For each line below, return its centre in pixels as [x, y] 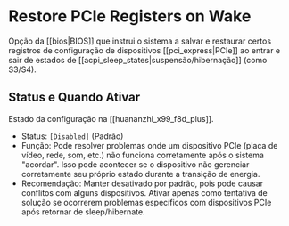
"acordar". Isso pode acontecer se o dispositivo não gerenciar [135, 164]
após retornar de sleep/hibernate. [83, 212]
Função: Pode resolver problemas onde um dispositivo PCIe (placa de [149, 145]
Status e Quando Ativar [74, 97]
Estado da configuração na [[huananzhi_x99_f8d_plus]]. [111, 118]
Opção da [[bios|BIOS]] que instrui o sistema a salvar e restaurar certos [140, 41]
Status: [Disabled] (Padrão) [72, 136]
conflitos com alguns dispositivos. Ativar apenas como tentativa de [144, 192]
